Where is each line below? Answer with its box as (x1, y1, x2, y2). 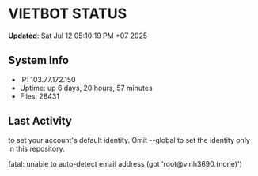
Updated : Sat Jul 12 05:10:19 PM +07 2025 (8, 31, 148, 40)
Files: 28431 (19, 92, 59, 101)
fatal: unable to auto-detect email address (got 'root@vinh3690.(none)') (8, 159, 243, 168)
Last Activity (8, 114, 73, 128)
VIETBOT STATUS (8, 5, 127, 23)
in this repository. (8, 144, 65, 153)
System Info (8, 54, 70, 67)
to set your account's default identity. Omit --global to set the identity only (8, 135, 251, 144)
